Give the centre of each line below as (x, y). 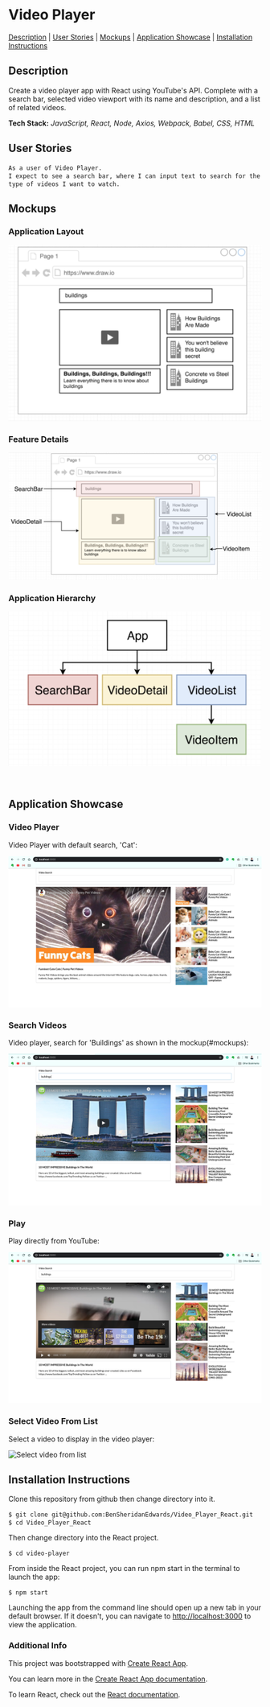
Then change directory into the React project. (84, 1538)
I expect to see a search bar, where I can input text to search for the (135, 176)
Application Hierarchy (52, 598)
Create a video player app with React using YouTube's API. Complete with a (133, 90)
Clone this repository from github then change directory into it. (112, 1499)
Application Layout (46, 231)
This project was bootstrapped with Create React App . (98, 1663)
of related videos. (37, 107)
